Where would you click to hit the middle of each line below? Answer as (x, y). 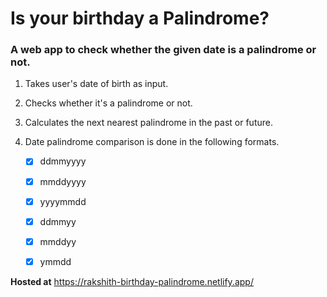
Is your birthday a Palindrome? (140, 18)
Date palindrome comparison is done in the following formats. (152, 142)
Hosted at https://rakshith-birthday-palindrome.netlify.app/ (132, 281)
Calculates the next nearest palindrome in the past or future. (148, 123)
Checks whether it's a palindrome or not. (108, 103)
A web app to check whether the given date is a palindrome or (163, 50)
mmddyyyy (63, 181)
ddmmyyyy (63, 161)
